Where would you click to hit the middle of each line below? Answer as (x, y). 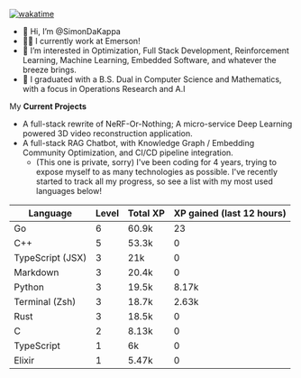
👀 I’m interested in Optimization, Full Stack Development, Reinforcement (156, 51)
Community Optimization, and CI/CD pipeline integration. (128, 152)
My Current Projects (48, 106)
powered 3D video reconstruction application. (108, 134)
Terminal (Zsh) (45, 302)
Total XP (146, 213)
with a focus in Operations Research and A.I (104, 89)
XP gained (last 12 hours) (230, 213)
